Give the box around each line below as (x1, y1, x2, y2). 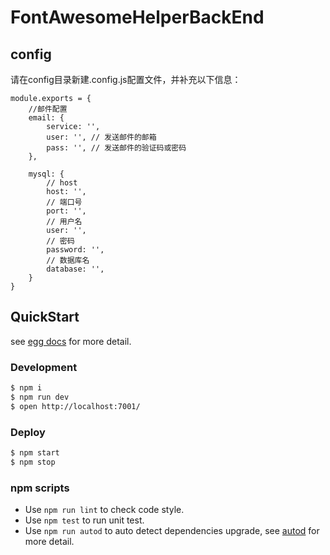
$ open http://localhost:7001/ (10, 401, 141, 411)
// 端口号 (46, 197, 83, 207)
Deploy (10, 425, 46, 439)
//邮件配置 (28, 104, 68, 114)
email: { (28, 113, 65, 123)
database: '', (46, 264, 105, 274)
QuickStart (10, 309, 80, 326)
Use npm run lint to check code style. (24, 504, 185, 516)
